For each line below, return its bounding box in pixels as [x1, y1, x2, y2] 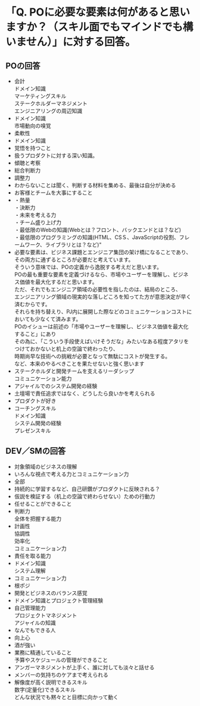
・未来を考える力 [14, 212, 57, 218]
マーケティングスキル [14, 93, 67, 99]
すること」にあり [14, 331, 57, 337]
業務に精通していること [14, 649, 72, 656]
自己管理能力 [14, 604, 46, 611]
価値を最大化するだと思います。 [19, 278, 98, 285]
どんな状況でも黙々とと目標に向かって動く [14, 694, 119, 701]
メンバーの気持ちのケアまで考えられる [14, 671, 108, 678]
